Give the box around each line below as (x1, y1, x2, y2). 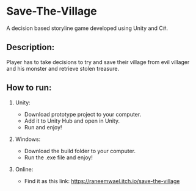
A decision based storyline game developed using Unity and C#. (6, 24, 168, 32)
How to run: (6, 82, 52, 93)
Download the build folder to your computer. (24, 147, 136, 154)
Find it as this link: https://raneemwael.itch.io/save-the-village (24, 177, 180, 184)
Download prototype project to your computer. (24, 110, 142, 118)
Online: (15, 165, 34, 173)
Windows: (15, 135, 41, 143)
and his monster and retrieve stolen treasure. (6, 65, 120, 72)
